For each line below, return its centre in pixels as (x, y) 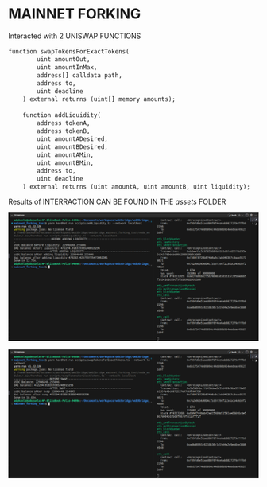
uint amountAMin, (65, 155)
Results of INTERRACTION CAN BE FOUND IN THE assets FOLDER (117, 201)
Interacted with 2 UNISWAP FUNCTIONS (75, 36)
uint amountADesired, (73, 139)
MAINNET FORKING (75, 14)
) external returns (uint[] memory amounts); (99, 99)
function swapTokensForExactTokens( (69, 51)
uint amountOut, (64, 59)
